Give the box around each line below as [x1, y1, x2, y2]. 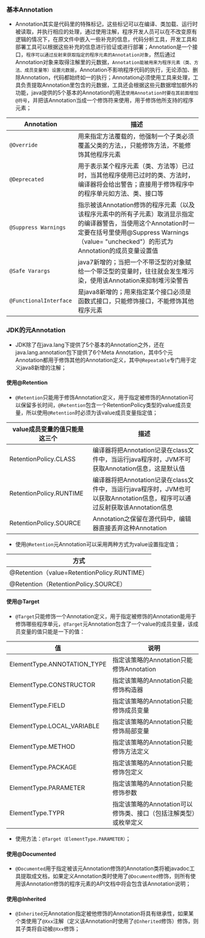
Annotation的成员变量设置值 [77, 247, 159, 255]
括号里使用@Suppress [96, 228, 160, 237]
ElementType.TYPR [9, 809, 65, 817]
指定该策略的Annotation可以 [112, 800, 193, 808]
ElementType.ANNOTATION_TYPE [9, 660, 107, 668]
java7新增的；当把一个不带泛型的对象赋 [77, 258, 192, 267]
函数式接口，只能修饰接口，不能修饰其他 [77, 297, 194, 306]
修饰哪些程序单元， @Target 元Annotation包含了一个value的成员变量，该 [15, 621, 193, 627]
